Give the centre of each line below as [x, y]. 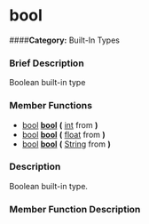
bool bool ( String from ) [66, 144]
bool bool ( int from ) [60, 124]
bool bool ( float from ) [64, 134]
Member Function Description [75, 209]
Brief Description [47, 63]
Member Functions [51, 106]
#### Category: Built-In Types [64, 40]
